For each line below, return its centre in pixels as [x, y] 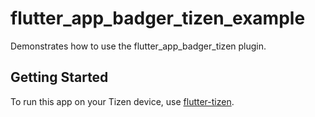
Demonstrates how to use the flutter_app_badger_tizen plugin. [138, 46]
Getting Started [59, 77]
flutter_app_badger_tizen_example [158, 18]
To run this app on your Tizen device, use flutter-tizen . [122, 101]
